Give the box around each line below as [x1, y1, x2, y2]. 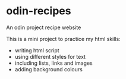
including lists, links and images [14, 59, 93, 67]
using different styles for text [14, 53, 86, 60]
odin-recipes [6, 4, 71, 18]
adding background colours [14, 65, 83, 72]
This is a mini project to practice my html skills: [6, 35, 121, 42]
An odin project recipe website [6, 24, 81, 31]
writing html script [14, 46, 59, 54]
